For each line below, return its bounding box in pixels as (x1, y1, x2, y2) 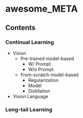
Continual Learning (5, 39, 54, 46)
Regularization (28, 77, 59, 83)
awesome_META (5, 3, 78, 15)
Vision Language (12, 93, 49, 99)
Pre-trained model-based (20, 55, 74, 62)
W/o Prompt (28, 66, 54, 72)
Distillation (28, 87, 50, 94)
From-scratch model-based (20, 72, 79, 78)
